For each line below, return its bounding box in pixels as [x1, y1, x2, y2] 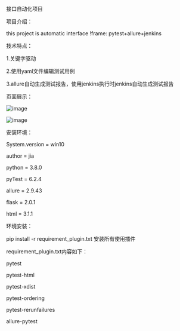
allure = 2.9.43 [6, 187, 42, 194]
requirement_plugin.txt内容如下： [6, 248, 88, 255]
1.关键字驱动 [6, 55, 36, 62]
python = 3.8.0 [6, 164, 42, 171]
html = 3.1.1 [6, 210, 33, 217]
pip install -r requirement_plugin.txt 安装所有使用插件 [6, 235, 136, 242]
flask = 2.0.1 [6, 199, 36, 206]
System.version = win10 [6, 141, 64, 148]
